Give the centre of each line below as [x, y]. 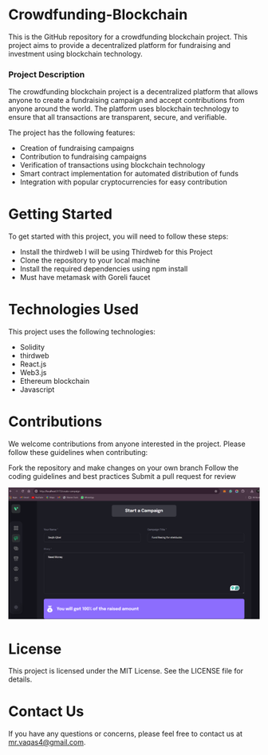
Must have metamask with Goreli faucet [85, 278]
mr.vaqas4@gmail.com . [47, 742]
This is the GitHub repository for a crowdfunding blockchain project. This [128, 37]
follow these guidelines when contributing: [78, 453]
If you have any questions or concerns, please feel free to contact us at [126, 734]
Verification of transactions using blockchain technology [112, 165]
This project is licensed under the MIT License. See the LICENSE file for [126, 671]
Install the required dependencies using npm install [104, 269]
